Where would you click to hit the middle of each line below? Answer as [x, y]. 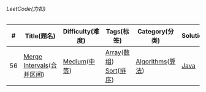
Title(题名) [40, 36]
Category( [152, 32]
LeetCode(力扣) [26, 9]
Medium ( [76, 62]
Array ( [114, 52]
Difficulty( [78, 32]
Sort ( [113, 71]
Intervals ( [37, 65]
